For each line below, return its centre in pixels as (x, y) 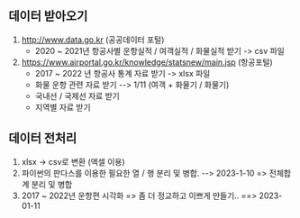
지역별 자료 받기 (63, 107)
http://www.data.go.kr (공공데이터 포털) (93, 40)
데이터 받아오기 (48, 16)
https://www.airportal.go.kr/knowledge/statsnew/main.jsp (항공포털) (147, 62)
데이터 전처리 (43, 138)
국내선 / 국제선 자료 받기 (77, 95)
